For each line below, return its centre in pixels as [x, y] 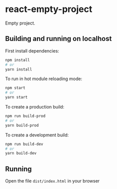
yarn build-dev [21, 153]
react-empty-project [49, 9]
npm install [17, 60]
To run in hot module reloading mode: [44, 79]
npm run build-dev [24, 144]
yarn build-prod [22, 125]
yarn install [19, 69]
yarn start [16, 97]
